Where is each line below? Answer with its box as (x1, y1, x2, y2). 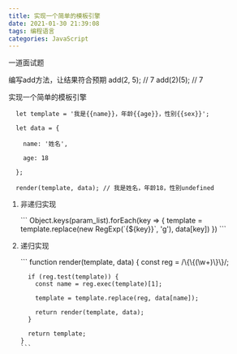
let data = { (15, 124, 60, 132)
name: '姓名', (23, 140, 68, 149)
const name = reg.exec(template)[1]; (35, 280, 162, 288)
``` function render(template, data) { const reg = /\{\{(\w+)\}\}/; (19, 257, 230, 267)
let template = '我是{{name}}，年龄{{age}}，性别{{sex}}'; (15, 110, 209, 119)
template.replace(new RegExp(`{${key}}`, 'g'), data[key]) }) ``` (19, 224, 227, 234)
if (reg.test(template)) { (28, 273, 119, 281)
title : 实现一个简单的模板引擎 (8, 11, 101, 20)
